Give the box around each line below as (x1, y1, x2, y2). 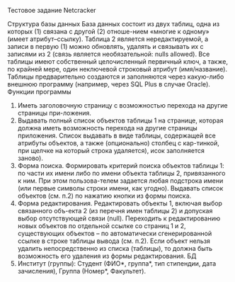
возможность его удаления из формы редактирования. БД (17, 252, 197, 260)
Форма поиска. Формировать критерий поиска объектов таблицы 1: (17, 162, 224, 169)
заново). (17, 154, 44, 162)
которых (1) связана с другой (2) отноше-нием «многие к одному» (7, 28, 210, 35)
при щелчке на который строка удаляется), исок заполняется (17, 147, 205, 154)
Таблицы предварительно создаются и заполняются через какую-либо (7, 72, 224, 81)
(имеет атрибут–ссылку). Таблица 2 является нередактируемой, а (7, 35, 209, 43)
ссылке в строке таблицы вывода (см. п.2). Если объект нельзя (17, 237, 211, 245)
